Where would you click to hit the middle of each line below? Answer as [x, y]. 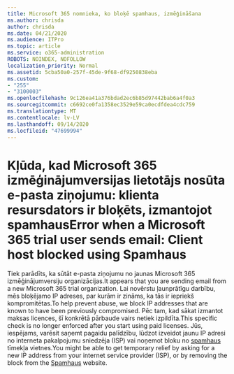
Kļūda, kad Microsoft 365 [82, 165]
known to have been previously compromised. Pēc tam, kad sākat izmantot [115, 311]
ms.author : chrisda [36, 20]
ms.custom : [23, 79]
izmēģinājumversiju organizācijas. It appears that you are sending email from [117, 281]
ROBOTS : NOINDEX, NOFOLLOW [46, 59]
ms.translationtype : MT [42, 111]
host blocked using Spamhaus [97, 254]
